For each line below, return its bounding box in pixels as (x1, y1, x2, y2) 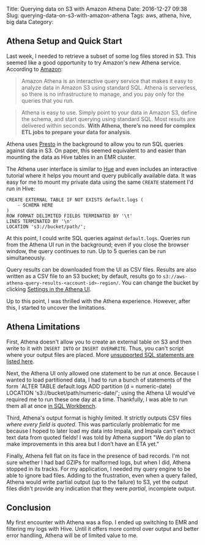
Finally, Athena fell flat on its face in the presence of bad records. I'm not (6, 452, 190, 460)
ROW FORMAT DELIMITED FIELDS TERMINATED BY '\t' (6, 213, 133, 219)
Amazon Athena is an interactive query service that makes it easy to (21, 77, 193, 85)
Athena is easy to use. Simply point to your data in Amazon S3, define (21, 109, 198, 116)
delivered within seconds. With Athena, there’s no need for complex (21, 122, 196, 129)
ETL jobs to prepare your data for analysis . (21, 128, 132, 136)
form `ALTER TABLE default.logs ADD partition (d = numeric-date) (6, 382, 172, 390)
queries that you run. (21, 96, 75, 104)
